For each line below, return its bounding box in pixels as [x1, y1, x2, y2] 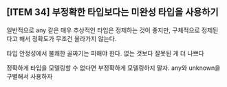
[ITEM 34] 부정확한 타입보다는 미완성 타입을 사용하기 [6, 6, 219, 18]
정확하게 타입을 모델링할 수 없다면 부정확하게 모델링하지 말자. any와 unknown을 [6, 64, 221, 72]
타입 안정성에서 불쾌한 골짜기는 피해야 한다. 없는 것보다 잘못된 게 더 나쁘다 [6, 49, 204, 57]
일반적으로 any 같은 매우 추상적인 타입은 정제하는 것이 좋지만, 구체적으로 [6, 26, 200, 34]
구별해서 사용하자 [6, 72, 53, 80]
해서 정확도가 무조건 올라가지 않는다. [19, 34, 117, 42]
